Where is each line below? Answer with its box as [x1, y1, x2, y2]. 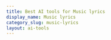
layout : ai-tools [6, 25, 50, 31]
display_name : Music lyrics [6, 14, 76, 20]
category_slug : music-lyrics [6, 19, 79, 25]
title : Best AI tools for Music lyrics [6, 8, 106, 15]
